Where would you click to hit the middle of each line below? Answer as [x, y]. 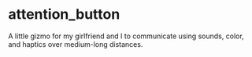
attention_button [64, 14]
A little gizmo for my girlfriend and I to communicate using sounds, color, [126, 36]
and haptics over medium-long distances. [76, 44]
